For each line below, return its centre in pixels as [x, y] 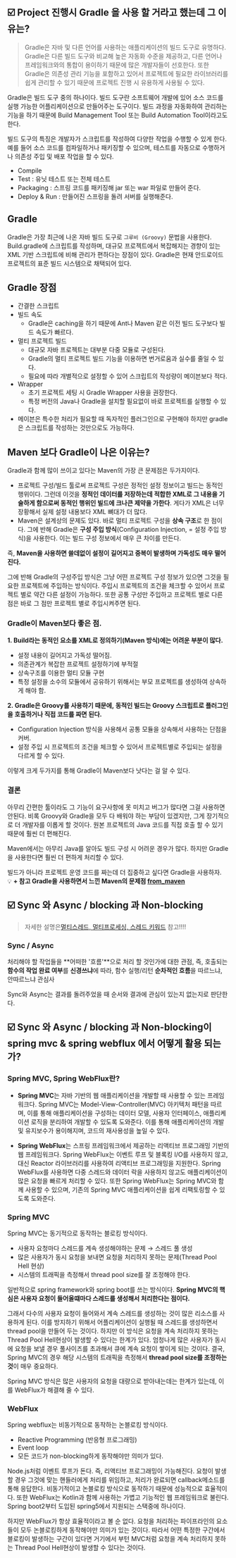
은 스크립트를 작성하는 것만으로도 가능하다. [76, 428]
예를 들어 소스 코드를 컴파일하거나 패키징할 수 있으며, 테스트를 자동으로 [104, 147]
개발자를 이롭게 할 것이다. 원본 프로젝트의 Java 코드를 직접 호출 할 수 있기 [123, 824]
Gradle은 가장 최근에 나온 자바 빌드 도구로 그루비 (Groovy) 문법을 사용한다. [110, 237]
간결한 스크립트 [38, 306]
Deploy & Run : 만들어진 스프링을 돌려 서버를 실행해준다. [95, 197]
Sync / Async [31, 945]
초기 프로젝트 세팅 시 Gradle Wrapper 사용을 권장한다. [103, 392]
